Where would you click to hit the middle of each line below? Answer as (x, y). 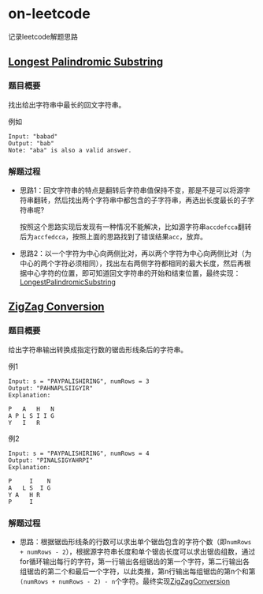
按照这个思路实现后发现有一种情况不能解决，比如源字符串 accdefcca (129, 227)
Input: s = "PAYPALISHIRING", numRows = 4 (79, 453)
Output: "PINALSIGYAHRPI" (50, 460)
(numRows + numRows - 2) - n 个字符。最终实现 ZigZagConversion (125, 581)
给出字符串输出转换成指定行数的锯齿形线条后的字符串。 (98, 349)
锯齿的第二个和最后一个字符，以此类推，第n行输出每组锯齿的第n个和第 (141, 571)
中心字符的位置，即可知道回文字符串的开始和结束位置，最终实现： (133, 273)
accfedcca (50, 237)
